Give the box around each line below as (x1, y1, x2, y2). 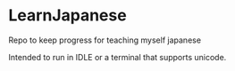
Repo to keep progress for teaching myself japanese (8, 35, 202, 45)
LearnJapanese (8, 5, 127, 26)
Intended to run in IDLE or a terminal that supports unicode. (8, 51, 227, 62)
